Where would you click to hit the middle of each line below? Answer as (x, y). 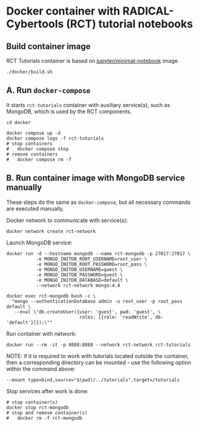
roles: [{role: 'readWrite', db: (122, 317)
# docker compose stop (38, 149)
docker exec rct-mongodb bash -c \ (51, 296)
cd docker (19, 122)
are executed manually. (35, 208)
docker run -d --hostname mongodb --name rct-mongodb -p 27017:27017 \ (98, 253)
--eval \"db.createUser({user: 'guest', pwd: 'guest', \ (88, 312)
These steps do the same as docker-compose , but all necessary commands (99, 202)
